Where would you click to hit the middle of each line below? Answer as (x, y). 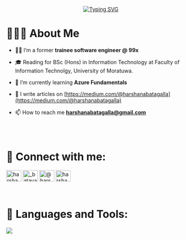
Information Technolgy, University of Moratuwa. (74, 70)
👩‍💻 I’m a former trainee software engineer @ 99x (77, 50)
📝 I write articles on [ (40, 94)
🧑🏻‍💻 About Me (43, 34)
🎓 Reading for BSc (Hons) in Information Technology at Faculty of (97, 62)
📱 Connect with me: (56, 157)
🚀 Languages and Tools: (67, 214)
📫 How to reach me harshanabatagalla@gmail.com (80, 112)
